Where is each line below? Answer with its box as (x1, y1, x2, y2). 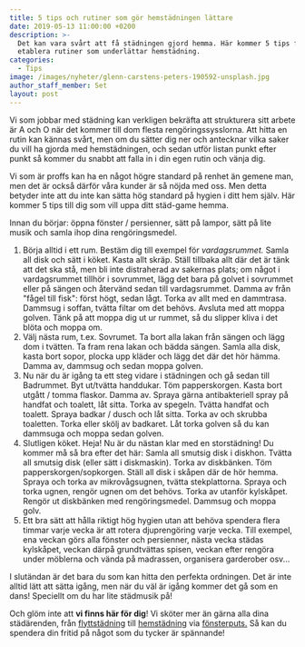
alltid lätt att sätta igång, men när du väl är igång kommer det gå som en (9, 581, 279, 592)
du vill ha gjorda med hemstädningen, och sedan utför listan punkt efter (9, 143, 277, 154)
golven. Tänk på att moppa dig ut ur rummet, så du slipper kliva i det (22, 312, 279, 323)
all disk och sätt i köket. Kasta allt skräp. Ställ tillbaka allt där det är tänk (22, 254, 290, 264)
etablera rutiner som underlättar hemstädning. (17, 47, 202, 56)
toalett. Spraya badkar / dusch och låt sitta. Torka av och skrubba (22, 408, 268, 419)
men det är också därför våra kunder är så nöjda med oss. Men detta (9, 180, 268, 191)
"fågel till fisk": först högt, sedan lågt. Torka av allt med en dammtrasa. (22, 293, 288, 304)
